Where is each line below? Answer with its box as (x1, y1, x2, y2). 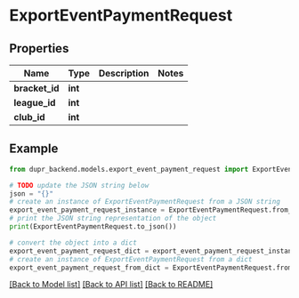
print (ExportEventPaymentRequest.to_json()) (9, 222, 177, 231)
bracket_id (13, 82, 60, 94)
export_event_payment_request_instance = (9, 205, 166, 214)
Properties (9, 41, 69, 56)
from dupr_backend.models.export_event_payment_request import (9, 165, 249, 173)
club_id (13, 111, 46, 123)
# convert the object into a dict (9, 238, 138, 247)
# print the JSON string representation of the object (9, 214, 217, 223)
